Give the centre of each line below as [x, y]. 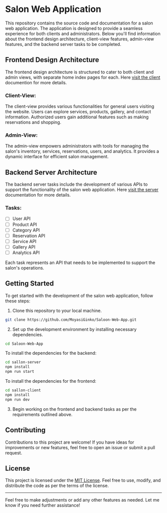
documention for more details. [36, 82]
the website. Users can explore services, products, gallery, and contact [78, 112]
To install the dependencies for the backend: [51, 353]
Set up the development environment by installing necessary [74, 329]
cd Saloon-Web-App [24, 344]
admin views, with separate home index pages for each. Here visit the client [83, 77]
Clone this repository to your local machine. [57, 310]
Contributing [25, 430]
